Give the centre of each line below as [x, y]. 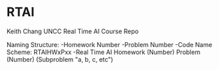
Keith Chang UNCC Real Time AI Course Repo [73, 31]
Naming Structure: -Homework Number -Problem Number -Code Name [109, 44]
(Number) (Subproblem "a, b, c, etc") [60, 59]
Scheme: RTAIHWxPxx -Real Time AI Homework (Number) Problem [104, 52]
